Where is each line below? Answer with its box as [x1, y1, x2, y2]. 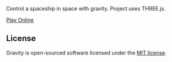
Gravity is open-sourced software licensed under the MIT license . [6, 49, 167, 56]
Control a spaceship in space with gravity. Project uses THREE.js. [6, 5, 166, 12]
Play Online [6, 17, 34, 23]
